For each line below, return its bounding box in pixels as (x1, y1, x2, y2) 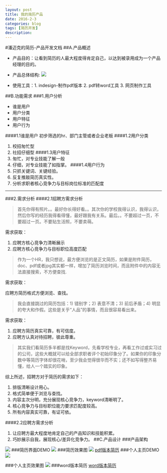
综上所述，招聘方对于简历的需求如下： (5, 374, 83, 380)
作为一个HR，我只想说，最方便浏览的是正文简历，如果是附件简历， (17, 257, 155, 262)
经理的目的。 (12, 62, 39, 67)
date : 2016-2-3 (5, 16, 37, 21)
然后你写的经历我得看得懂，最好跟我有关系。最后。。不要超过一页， (17, 212, 155, 218)
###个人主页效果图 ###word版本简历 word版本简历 (5, 463, 117, 468)
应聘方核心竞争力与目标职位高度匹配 (12, 246, 87, 252)
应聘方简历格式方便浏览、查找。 (5, 290, 71, 296)
